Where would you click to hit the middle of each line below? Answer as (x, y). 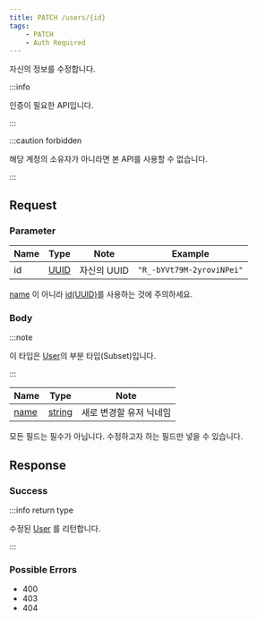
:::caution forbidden (46, 140)
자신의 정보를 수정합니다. (52, 69)
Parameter (33, 231)
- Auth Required (56, 42)
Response (38, 465)
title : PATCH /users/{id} (57, 17)
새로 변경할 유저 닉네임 (126, 412)
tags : (19, 26)
